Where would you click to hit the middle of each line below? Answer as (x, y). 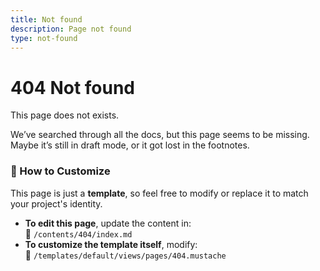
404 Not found (73, 87)
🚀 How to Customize (60, 171)
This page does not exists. (65, 115)
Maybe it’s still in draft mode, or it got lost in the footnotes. (130, 145)
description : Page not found (71, 29)
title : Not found (46, 19)
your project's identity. (56, 203)
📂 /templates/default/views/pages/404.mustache (125, 255)
